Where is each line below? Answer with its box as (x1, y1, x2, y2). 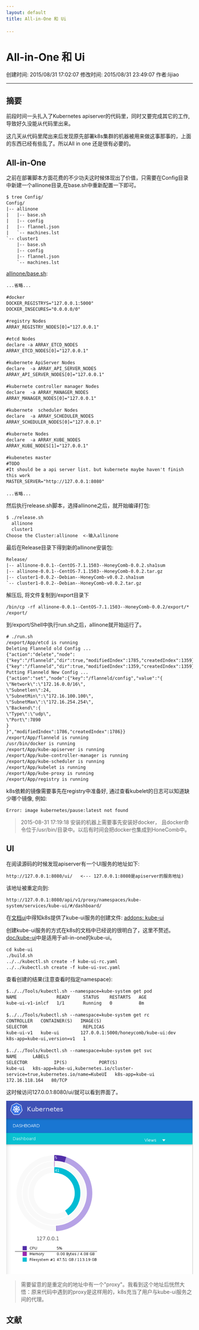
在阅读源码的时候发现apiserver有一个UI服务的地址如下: (6, 860, 140, 867)
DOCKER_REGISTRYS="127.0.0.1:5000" (6, 300, 94, 306)
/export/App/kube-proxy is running (6, 770, 94, 776)
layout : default (6, 10, 46, 15)
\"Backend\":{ (6, 705, 41, 711)
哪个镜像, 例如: (11, 795, 47, 802)
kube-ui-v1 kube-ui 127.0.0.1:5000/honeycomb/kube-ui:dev (6, 1029, 176, 1036)
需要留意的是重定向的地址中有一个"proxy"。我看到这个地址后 (20, 1281, 170, 1288)
